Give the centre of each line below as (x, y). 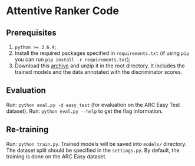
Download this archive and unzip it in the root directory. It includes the (100, 66)
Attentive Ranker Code (63, 11)
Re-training (27, 130)
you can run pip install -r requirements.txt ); (72, 59)
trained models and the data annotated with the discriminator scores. (98, 72)
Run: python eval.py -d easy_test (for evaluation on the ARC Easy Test (93, 105)
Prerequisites (31, 33)
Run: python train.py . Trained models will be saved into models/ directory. (96, 144)
